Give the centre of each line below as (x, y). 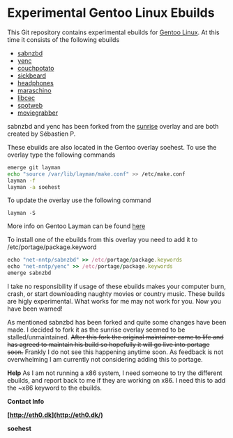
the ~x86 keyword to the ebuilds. (55, 388)
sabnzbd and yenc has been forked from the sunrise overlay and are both (113, 126)
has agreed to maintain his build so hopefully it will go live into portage (108, 345)
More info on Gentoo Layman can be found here (76, 226)
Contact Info (26, 402)
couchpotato (36, 68)
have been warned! (35, 309)
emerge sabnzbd (29, 273)
